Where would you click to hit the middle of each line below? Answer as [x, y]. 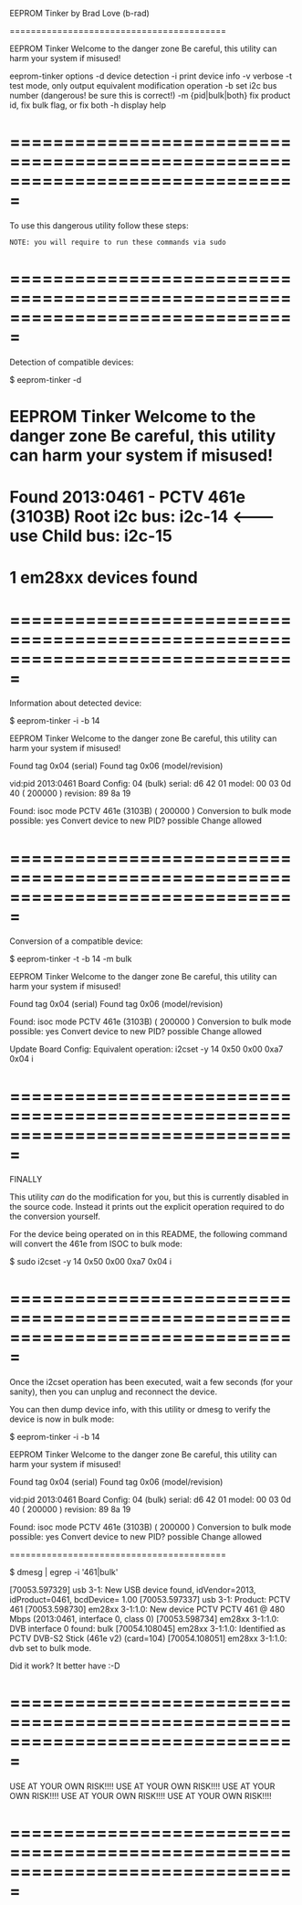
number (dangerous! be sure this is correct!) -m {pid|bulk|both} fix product [150, 95]
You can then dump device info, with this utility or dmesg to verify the [140, 1410]
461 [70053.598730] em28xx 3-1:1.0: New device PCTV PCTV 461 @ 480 [147, 1609]
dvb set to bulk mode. [51, 1648]
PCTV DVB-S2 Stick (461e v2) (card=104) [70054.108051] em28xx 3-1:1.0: [148, 1638]
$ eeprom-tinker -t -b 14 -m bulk [71, 959]
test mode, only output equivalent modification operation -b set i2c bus [143, 85]
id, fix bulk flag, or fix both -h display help [88, 105]
